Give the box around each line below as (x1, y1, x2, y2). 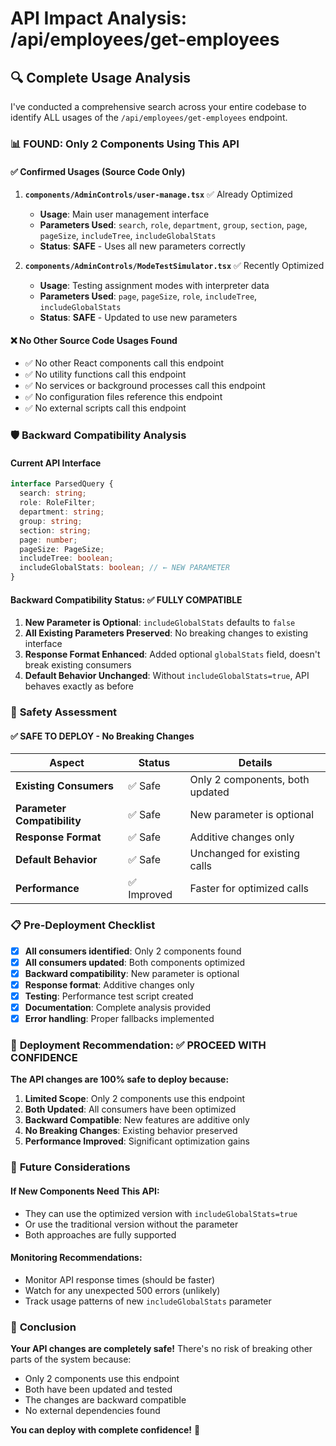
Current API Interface (10, 457, 102, 469)
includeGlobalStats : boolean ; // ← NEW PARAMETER (19, 563, 230, 573)
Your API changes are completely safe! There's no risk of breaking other (10, 1343, 313, 1355)
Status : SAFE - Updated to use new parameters (39, 312, 238, 324)
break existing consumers (24, 659, 132, 671)
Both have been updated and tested (24, 1383, 173, 1396)
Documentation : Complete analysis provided (24, 1002, 212, 1014)
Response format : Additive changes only (24, 978, 195, 991)
